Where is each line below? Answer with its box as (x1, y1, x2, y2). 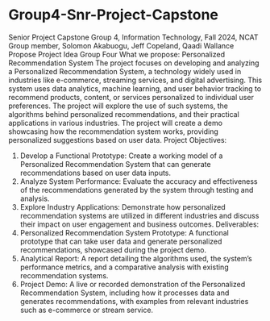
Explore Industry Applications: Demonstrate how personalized (19, 202, 226, 211)
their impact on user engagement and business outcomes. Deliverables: (19, 219, 260, 229)
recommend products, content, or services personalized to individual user (8, 92, 254, 102)
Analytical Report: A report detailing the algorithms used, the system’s (19, 253, 252, 263)
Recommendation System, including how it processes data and (19, 288, 230, 298)
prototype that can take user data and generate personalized (19, 236, 222, 246)
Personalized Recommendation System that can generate (19, 159, 211, 169)
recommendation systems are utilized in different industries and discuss (19, 211, 260, 220)
